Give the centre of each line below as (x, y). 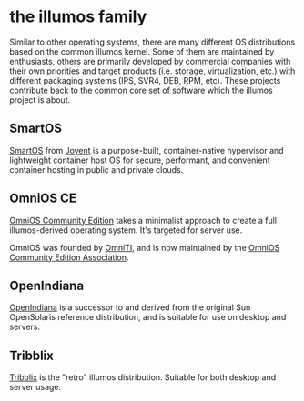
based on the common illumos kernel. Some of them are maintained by (142, 51)
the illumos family (78, 17)
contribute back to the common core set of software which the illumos (141, 90)
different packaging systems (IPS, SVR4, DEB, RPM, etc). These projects (145, 80)
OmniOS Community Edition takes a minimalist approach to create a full (143, 220)
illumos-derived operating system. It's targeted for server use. (126, 230)
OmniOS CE (43, 199)
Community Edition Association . (69, 257)
